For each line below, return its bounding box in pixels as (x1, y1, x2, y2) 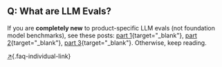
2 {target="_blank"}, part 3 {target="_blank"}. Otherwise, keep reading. (7, 38, 207, 47)
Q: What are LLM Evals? (7, 6, 112, 17)
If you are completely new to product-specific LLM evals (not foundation (7, 23, 216, 32)
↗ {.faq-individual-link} (7, 52, 71, 60)
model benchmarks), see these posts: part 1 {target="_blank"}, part (7, 31, 197, 39)
